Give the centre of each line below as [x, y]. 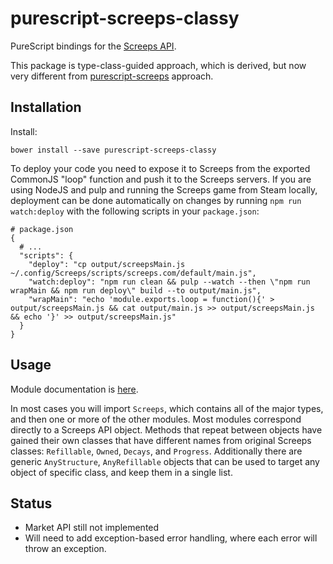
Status [31, 503]
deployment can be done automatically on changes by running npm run [156, 200]
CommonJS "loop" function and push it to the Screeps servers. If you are [161, 179]
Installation [46, 107]
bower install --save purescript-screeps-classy [113, 150]
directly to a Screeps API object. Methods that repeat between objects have [166, 429]
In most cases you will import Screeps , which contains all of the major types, [167, 408]
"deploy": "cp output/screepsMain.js [107, 264]
